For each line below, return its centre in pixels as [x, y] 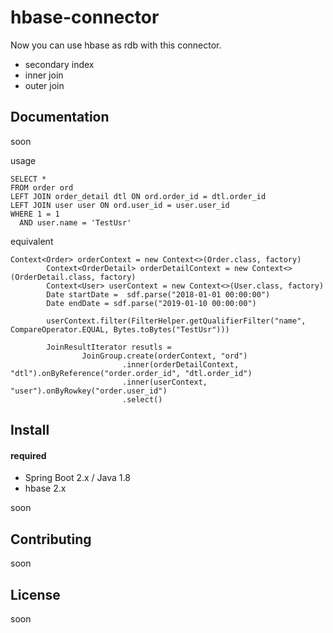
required [28, 455]
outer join [44, 85]
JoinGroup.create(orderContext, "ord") [164, 356]
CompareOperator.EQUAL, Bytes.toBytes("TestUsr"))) [120, 329]
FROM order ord [42, 187]
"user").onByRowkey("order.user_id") [89, 391]
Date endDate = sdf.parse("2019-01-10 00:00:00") [151, 303]
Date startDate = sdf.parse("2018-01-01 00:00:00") [158, 294]
